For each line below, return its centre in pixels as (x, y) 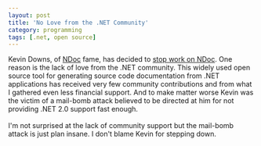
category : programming (45, 30)
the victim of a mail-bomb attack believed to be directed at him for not (121, 101)
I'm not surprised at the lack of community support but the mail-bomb (121, 126)
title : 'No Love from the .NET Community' (78, 23)
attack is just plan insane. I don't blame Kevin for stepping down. (112, 134)
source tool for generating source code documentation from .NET (114, 76)
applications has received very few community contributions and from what (130, 84)
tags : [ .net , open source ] (52, 37)
